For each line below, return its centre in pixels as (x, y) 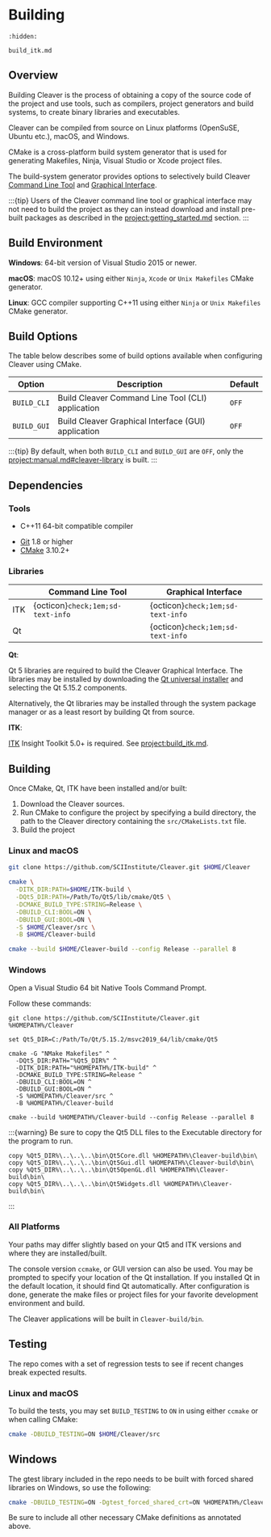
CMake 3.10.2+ (45, 551)
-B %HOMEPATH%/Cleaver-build (65, 1103)
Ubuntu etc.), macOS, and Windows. (69, 136)
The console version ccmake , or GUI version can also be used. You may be (131, 1269)
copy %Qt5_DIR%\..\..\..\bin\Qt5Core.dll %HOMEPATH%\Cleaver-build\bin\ (133, 1155)
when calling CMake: (43, 1419)
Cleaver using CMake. (45, 365)
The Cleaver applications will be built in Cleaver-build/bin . (106, 1319)
